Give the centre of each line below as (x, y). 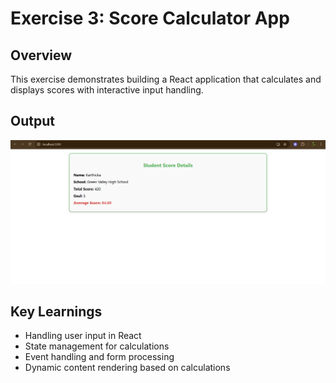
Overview (41, 55)
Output (32, 121)
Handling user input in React (83, 336)
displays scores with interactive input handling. (107, 90)
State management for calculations (97, 346)
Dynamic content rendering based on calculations (127, 368)
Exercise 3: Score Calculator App (150, 18)
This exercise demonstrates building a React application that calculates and (166, 79)
